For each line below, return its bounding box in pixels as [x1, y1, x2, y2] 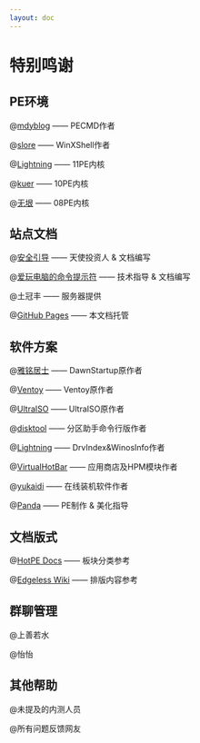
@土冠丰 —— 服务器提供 [9, 291, 102, 302]
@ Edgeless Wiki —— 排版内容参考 [9, 574, 138, 586]
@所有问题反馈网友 [9, 723, 82, 734]
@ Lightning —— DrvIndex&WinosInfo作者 [9, 442, 165, 453]
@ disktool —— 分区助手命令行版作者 [9, 423, 147, 434]
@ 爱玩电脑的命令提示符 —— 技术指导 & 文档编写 [9, 272, 191, 282]
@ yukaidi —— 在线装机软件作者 [9, 480, 129, 491]
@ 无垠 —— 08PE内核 [9, 197, 90, 208]
